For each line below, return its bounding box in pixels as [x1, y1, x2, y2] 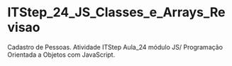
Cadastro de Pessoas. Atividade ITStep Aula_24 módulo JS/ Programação [7, 43, 223, 51]
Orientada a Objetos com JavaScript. [7, 50, 116, 59]
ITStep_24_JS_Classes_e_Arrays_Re [7, 4, 226, 21]
